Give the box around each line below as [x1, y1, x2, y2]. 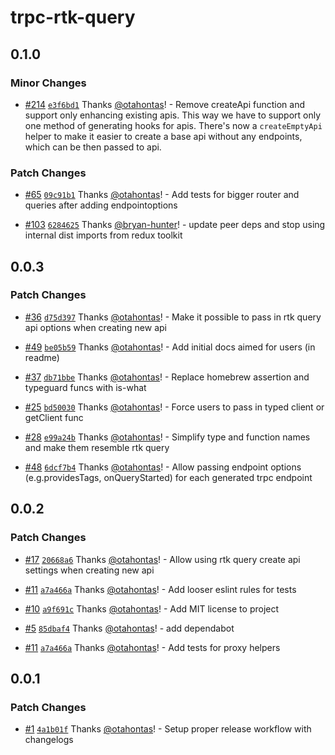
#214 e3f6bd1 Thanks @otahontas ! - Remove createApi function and [24, 98, 305, 110]
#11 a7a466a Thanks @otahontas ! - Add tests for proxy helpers [24, 641, 281, 653]
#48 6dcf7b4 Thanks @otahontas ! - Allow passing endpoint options [24, 461, 302, 473]
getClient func [24, 411, 84, 423]
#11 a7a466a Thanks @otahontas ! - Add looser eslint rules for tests [24, 583, 297, 595]
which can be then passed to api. [24, 141, 162, 153]
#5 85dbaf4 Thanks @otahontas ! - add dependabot [24, 622, 235, 634]
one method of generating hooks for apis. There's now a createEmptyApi [24, 119, 323, 131]
